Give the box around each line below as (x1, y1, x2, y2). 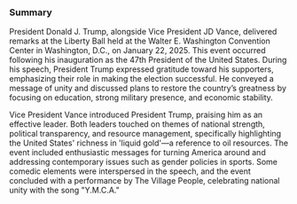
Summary (9, 6, 53, 19)
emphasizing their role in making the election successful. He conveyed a (9, 74, 275, 84)
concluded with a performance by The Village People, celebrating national (9, 176, 281, 186)
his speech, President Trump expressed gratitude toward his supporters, (9, 64, 274, 75)
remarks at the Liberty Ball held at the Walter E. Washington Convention (9, 35, 270, 46)
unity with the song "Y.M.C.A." (9, 184, 120, 196)
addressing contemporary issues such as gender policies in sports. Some (9, 157, 277, 168)
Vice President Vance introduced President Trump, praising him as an (9, 109, 263, 121)
